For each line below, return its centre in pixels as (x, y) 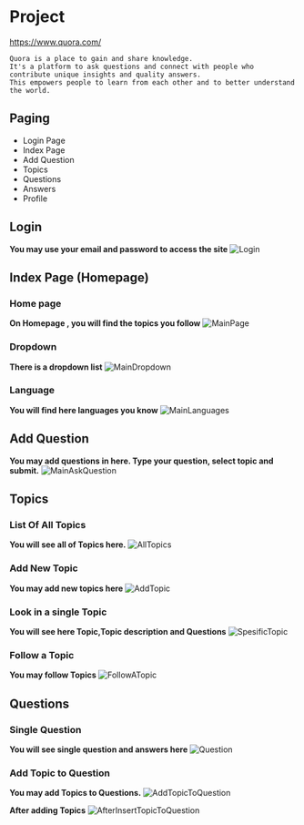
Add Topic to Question (60, 773)
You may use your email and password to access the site (119, 249)
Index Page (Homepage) (79, 277)
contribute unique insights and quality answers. (106, 75)
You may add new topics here (66, 588)
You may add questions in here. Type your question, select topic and (142, 461)
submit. (24, 470)
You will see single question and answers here (99, 749)
